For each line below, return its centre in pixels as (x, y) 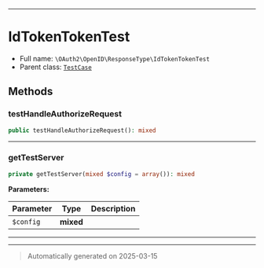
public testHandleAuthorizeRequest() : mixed (82, 130)
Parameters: (29, 189)
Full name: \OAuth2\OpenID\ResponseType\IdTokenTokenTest (115, 58)
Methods (31, 92)
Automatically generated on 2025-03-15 (92, 255)
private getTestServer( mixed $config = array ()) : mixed (101, 174)
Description (113, 208)
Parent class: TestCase (55, 67)
